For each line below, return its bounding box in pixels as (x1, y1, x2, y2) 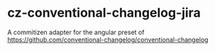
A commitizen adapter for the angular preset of (7, 28, 145, 36)
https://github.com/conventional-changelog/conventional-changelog (7, 35, 209, 43)
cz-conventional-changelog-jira (7, 5, 201, 21)
